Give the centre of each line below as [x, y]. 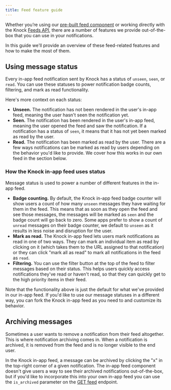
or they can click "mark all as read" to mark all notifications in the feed [87, 252]
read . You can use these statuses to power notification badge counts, [78, 84]
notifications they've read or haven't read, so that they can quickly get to [89, 274]
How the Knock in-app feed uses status [55, 172]
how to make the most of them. [38, 51]
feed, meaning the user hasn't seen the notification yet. [71, 115]
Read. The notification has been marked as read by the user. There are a [89, 142]
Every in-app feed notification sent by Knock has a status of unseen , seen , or [85, 79]
